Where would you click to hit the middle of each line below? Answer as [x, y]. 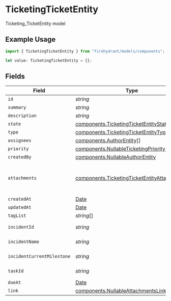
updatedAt [20, 208]
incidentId [21, 227]
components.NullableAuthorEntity [116, 157]
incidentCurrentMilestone [39, 256]
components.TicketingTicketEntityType [122, 132]
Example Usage [31, 39]
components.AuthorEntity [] [108, 141]
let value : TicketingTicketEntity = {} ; [49, 60]
